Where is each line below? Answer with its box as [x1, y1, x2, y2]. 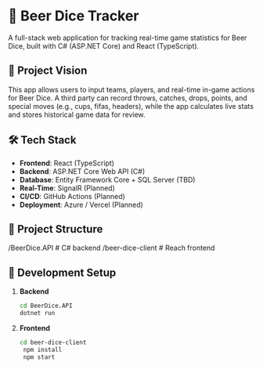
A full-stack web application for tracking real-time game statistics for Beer [8, 33, 247, 42]
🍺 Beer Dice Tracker [8, 7, 139, 25]
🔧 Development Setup [8, 266, 117, 279]
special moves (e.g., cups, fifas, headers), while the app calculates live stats [8, 101, 254, 110]
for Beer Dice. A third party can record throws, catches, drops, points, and [8, 93, 248, 103]
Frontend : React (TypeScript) [19, 158, 115, 168]
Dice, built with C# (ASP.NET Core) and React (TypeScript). [8, 41, 200, 50]
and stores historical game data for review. [8, 110, 146, 119]
